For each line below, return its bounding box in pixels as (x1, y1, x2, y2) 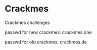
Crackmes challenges (5, 19, 50, 25)
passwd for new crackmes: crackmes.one (5, 29, 92, 35)
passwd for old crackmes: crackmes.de (5, 38, 87, 45)
